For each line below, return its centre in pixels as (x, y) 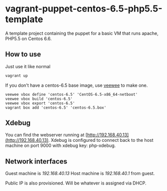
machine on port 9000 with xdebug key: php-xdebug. (61, 145)
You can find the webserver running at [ (46, 135)
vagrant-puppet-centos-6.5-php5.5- (84, 9)
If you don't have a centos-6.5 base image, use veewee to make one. (76, 85)
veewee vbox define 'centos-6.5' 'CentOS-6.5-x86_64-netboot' (71, 94)
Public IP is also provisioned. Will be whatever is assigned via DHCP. (76, 183)
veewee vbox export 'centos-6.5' (40, 103)
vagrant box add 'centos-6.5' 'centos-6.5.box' (56, 108)
